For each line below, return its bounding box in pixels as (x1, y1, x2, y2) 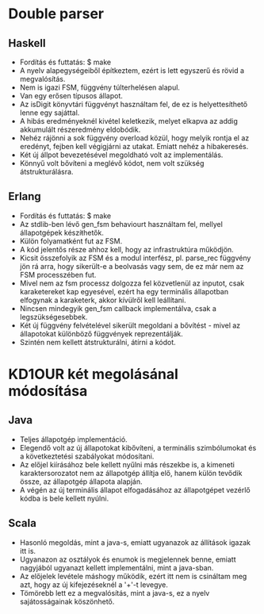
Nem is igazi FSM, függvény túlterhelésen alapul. (19, 83, 181, 92)
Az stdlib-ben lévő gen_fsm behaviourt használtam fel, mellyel (19, 219, 224, 228)
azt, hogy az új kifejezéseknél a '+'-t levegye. (19, 580, 169, 589)
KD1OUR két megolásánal (8, 366, 178, 383)
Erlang (8, 190, 41, 203)
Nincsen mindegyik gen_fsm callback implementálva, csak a (19, 303, 216, 313)
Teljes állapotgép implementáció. (19, 434, 128, 444)
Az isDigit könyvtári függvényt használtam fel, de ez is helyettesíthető (19, 100, 248, 109)
